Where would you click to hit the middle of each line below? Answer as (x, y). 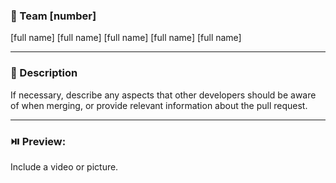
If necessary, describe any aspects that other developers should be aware (163, 95)
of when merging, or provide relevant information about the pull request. (159, 105)
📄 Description (44, 73)
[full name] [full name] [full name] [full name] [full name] (126, 38)
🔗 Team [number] (53, 16)
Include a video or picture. (64, 166)
